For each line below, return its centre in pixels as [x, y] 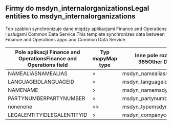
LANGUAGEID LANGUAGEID [41, 82]
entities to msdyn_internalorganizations [70, 17]
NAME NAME [23, 90]
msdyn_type [137, 107]
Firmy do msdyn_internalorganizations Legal [77, 8]
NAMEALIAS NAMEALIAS [38, 73]
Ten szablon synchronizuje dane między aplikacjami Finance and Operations [86, 29]
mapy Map [105, 58]
